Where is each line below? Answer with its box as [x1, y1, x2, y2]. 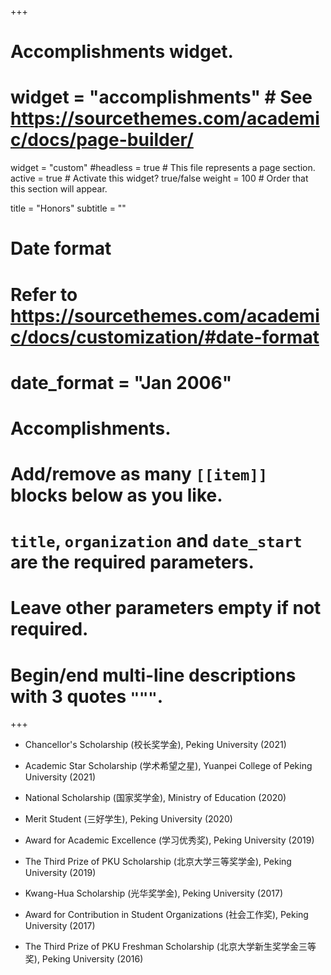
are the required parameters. [10, 551, 255, 574]
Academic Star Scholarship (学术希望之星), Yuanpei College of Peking [24, 760, 313, 772]
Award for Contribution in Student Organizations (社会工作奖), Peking [24, 909, 309, 921]
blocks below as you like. [10, 484, 223, 507]
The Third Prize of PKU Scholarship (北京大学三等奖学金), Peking [24, 856, 292, 868]
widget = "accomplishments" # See [10, 86, 313, 109]
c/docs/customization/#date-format [10, 326, 320, 348]
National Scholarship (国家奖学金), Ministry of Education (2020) [24, 792, 287, 804]
